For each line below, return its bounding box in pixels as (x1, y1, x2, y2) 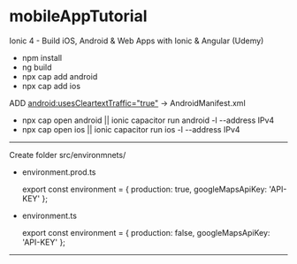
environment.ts (21, 210, 78, 221)
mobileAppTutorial (9, 6, 148, 26)
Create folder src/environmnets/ (9, 149, 126, 160)
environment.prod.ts (21, 166, 96, 177)
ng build (21, 62, 52, 72)
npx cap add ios (21, 80, 81, 91)
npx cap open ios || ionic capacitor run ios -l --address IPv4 (21, 124, 240, 134)
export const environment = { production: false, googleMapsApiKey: (21, 227, 270, 238)
